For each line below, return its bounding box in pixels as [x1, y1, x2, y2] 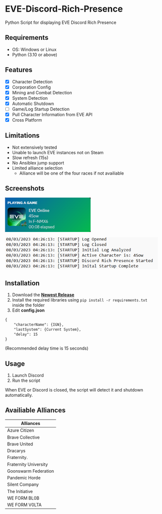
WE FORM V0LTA [7, 502, 42, 508]
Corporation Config [12, 84, 51, 90]
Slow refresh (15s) [12, 155, 49, 160]
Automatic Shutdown [12, 101, 54, 106]
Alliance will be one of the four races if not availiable [19, 170, 124, 176]
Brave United [7, 441, 33, 447]
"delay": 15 [14, 332, 38, 337]
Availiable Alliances [5, 406, 66, 414]
